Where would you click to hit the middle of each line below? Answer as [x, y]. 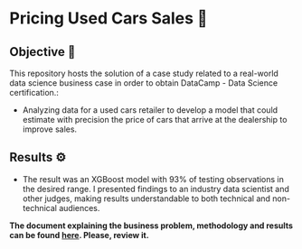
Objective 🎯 [42, 52]
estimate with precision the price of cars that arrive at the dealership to [155, 120]
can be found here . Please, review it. [79, 235]
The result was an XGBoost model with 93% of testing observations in [153, 179]
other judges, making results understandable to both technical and [146, 198]
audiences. [79, 207]
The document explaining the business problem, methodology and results [151, 226]
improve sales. [50, 129]
